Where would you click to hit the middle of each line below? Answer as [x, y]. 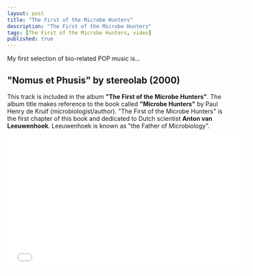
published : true [30, 39]
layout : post [26, 13]
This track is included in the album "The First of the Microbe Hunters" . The [114, 96]
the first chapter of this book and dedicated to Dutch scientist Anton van [110, 118]
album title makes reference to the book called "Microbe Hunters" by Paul [112, 104]
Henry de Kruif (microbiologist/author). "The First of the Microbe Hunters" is [115, 111]
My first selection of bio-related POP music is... [74, 58]
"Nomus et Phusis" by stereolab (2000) [94, 80]
